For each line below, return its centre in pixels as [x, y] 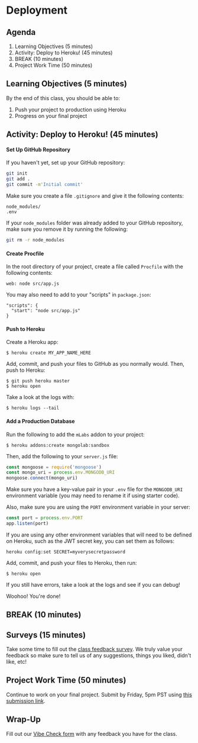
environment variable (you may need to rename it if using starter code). [93, 496]
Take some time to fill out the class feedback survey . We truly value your [95, 649]
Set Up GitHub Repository [38, 149]
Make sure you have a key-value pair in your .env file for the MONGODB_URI [95, 490]
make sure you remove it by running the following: [67, 229]
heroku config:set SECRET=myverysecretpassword [66, 552]
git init [17, 173]
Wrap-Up [24, 720]
